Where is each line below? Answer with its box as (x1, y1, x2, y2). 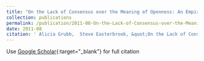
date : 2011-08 (6, 25, 42, 32)
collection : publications (6, 14, 72, 21)
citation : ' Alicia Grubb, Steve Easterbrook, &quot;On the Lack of (6, 31, 186, 37)
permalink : (6, 20, 34, 26)
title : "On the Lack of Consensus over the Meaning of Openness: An (6, 8, 183, 15)
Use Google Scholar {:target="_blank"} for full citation (6, 48, 140, 55)
